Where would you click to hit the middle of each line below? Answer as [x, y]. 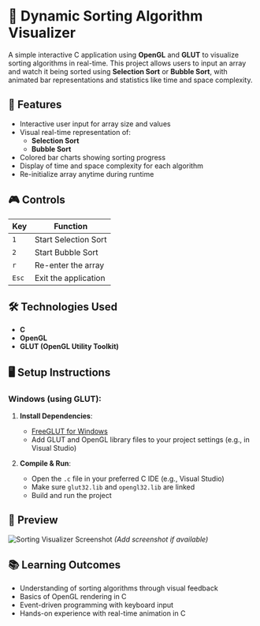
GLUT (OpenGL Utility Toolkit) [69, 347]
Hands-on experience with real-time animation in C [102, 613]
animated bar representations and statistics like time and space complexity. [130, 80]
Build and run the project [71, 496]
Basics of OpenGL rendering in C [73, 596]
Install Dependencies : [56, 416]
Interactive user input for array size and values [95, 124]
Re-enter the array [69, 265]
